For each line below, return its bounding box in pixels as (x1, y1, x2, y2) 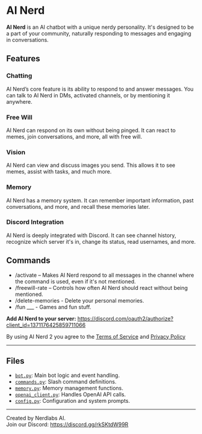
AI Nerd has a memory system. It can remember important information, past (6, 196, 194, 204)
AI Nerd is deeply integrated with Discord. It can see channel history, (6, 232, 176, 239)
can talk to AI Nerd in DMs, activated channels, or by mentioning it (6, 91, 170, 99)
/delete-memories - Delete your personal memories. (14, 297, 144, 304)
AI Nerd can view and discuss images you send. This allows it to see (6, 161, 176, 169)
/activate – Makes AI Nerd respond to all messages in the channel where (14, 271, 194, 279)
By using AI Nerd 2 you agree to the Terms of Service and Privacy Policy (6, 333, 186, 340)
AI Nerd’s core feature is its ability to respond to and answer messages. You (6, 85, 194, 92)
